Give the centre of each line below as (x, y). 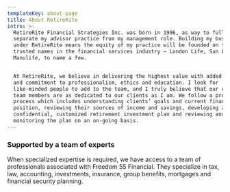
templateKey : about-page (42, 13)
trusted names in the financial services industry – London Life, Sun (116, 52)
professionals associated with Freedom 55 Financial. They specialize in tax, (113, 167)
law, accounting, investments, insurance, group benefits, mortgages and (109, 174)
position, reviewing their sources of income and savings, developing (116, 108)
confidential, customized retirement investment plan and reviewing (113, 114)
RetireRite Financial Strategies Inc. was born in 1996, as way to (112, 32)
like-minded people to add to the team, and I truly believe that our (116, 89)
